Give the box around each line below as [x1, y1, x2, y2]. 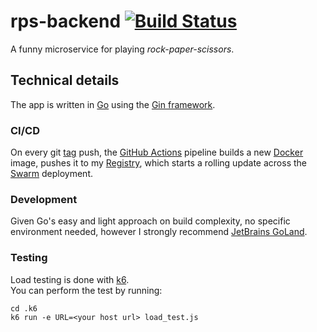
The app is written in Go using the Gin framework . [10, 98, 216, 110]
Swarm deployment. [10, 168, 93, 180]
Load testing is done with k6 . [10, 273, 130, 285]
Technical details [10, 72, 120, 89]
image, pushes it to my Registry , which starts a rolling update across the [10, 157, 307, 169]
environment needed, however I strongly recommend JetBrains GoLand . [10, 226, 308, 238]
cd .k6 [10, 303, 38, 314]
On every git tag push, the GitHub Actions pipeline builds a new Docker [10, 146, 304, 159]
